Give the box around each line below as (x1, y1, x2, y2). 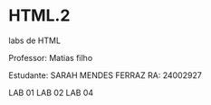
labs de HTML (8, 35, 61, 46)
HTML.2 (8, 5, 71, 26)
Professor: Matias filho (8, 52, 93, 63)
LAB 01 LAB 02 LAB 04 (8, 87, 94, 98)
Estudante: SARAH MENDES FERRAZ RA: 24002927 (8, 69, 203, 81)
